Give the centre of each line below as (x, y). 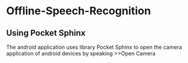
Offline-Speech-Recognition (79, 11)
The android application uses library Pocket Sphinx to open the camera (94, 47)
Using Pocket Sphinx (46, 33)
